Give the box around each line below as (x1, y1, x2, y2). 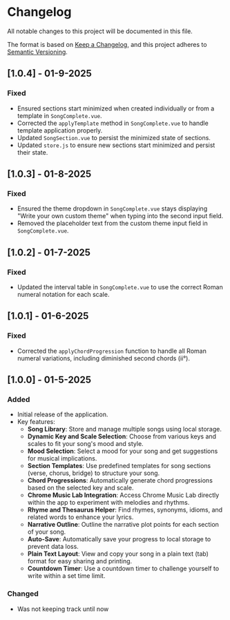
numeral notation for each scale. (17, 291, 110, 298)
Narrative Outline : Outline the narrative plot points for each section (27, 521, 220, 529)
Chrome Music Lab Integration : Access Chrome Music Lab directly (27, 491, 220, 499)
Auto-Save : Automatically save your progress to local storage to (27, 535, 211, 543)
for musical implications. (27, 454, 97, 463)
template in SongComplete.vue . (17, 111, 102, 119)
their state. (17, 148, 48, 156)
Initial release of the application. (17, 410, 108, 418)
